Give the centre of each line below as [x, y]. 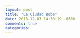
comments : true [21, 23]
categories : [18, 28]
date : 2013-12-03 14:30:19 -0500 [40, 19]
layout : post [19, 10]
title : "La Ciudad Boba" [31, 14]
